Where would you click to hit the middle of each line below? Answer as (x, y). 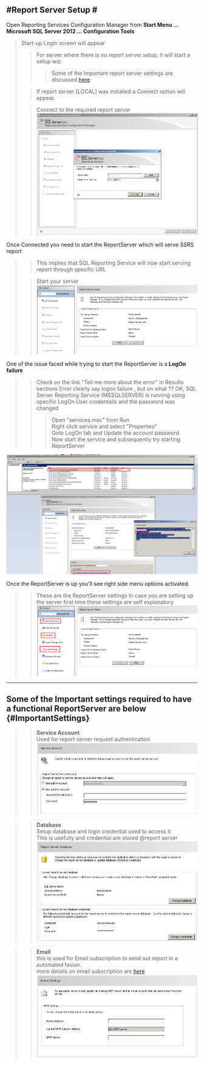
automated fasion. (59, 965)
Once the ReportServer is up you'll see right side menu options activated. (98, 584)
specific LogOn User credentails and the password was (106, 402)
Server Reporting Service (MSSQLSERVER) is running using (110, 395)
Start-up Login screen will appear (63, 43)
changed (47, 408)
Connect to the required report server (83, 110)
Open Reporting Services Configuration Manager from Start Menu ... (93, 24)
